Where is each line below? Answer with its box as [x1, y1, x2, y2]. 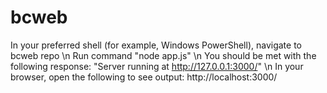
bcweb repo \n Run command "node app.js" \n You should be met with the [10, 49, 317, 61]
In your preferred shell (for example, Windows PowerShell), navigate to [10, 39, 302, 51]
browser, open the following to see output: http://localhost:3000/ [10, 71, 278, 83]
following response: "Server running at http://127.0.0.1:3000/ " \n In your [10, 60, 304, 72]
